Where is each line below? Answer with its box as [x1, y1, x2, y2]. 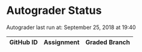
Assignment [43, 37, 80, 46]
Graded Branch [85, 37, 130, 46]
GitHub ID [9, 37, 38, 46]
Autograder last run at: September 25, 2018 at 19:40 [6, 24, 137, 31]
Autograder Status [6, 4, 102, 18]
